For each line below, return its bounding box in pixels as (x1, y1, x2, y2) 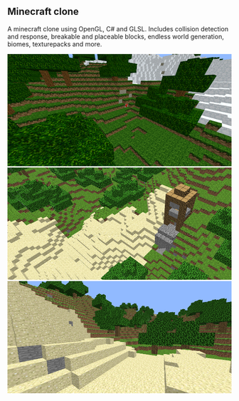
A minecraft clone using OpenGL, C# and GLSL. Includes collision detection (7, 24, 229, 33)
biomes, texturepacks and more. (7, 39, 102, 48)
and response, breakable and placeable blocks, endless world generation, (7, 32, 224, 41)
